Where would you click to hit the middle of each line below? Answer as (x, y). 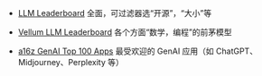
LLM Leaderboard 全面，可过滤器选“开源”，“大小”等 (115, 13)
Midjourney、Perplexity (62, 62)
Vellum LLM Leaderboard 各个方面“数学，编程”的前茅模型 (125, 32)
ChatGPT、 (237, 51)
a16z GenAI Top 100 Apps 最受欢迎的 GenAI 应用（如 (116, 51)
